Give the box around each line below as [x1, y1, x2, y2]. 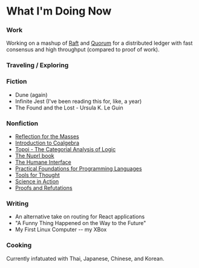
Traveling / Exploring [6, 61, 69, 70]
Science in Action [15, 178, 59, 185]
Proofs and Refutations [15, 185, 73, 191]
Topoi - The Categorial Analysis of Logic [15, 146, 116, 152]
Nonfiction [6, 119, 39, 128]
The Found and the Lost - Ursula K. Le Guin [15, 104, 123, 111]
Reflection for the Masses [15, 133, 80, 140]
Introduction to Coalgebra [15, 139, 80, 146]
